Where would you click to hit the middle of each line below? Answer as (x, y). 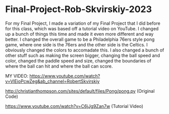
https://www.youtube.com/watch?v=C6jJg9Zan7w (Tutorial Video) (74, 106)
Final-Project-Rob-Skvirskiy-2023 (79, 9)
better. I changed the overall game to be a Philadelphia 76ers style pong (80, 39)
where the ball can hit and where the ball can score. (59, 66)
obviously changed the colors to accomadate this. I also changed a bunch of (85, 50)
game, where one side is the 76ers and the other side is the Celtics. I (76, 44)
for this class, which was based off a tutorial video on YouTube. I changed (82, 28)
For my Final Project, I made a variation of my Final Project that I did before (83, 23)
